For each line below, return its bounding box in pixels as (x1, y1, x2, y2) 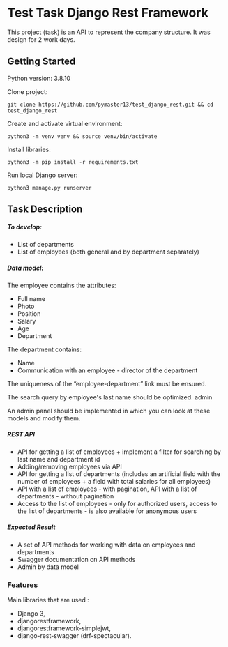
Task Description (7, 204, 83, 215)
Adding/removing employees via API (17, 462, 122, 471)
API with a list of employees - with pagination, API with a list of (17, 485, 197, 493)
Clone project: (7, 87, 48, 96)
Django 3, (17, 609, 45, 618)
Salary (17, 317, 36, 326)
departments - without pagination (17, 492, 114, 501)
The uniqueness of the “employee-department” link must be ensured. (7, 380, 207, 388)
